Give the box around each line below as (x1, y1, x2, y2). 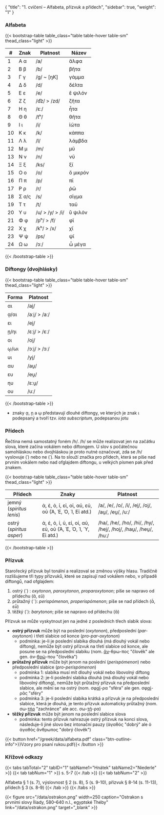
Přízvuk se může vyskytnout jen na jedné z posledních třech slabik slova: (5, 618, 152, 624)
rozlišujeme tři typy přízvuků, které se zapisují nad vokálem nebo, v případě (5, 573, 157, 579)
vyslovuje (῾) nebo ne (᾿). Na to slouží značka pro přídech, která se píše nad (5, 454, 156, 460)
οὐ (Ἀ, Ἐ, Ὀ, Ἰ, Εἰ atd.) (42, 508, 92, 515)
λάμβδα (69, 137, 88, 144)
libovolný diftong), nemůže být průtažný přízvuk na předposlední (19, 680, 150, 686)
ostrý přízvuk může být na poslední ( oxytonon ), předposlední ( (12, 628, 140, 634)
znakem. (5, 464, 22, 470)
